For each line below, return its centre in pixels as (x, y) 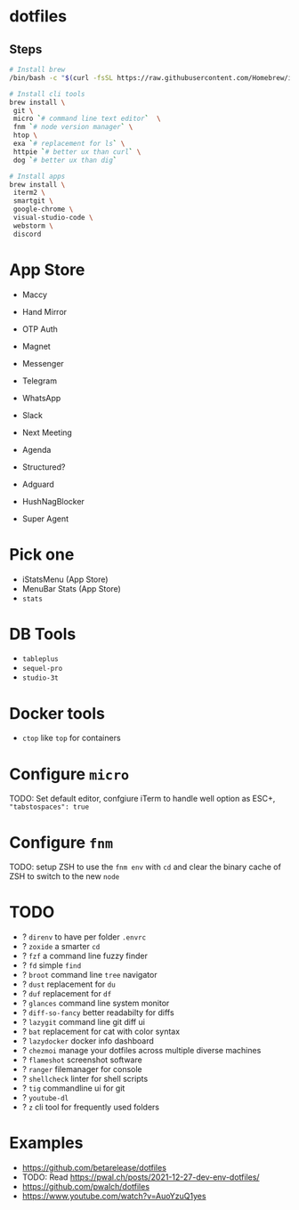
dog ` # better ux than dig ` (65, 160)
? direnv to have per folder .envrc (84, 937)
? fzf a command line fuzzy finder (85, 956)
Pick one (42, 554)
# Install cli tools (48, 94)
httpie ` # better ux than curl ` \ (77, 152)
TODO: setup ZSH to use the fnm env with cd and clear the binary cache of (145, 867)
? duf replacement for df (67, 994)
